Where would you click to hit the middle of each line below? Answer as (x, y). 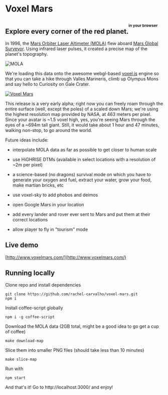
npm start (16, 378)
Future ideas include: (27, 140)
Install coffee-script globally (34, 308)
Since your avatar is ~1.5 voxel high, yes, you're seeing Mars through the (80, 119)
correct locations (30, 219)
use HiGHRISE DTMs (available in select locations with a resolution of (84, 159)
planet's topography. (27, 54)
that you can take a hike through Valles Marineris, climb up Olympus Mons (82, 79)
